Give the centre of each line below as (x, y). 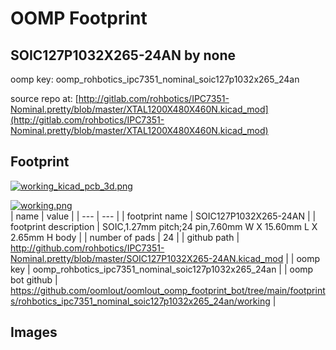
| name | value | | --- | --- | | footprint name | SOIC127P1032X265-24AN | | (163, 216)
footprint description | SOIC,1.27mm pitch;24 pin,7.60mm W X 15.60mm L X (164, 226)
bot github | (34, 279)
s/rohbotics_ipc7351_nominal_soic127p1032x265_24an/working (140, 301)
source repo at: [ (44, 98)
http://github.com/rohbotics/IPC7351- (87, 248)
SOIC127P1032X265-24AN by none (123, 55)
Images (34, 332)
